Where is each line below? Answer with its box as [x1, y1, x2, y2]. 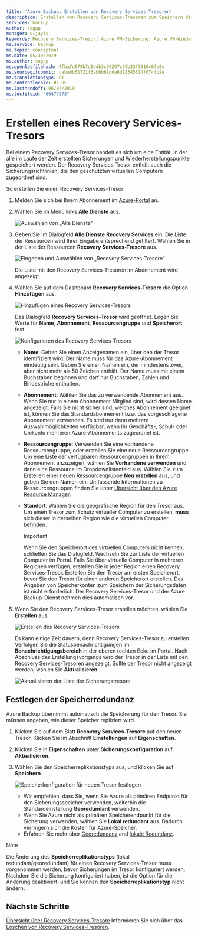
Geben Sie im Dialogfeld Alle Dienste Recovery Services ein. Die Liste [14, 231, 187, 238]
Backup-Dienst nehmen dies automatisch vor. [23, 594, 134, 601]
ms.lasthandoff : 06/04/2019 [6, 86, 75, 92]
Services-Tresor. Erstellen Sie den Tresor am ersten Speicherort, [23, 569, 180, 576]
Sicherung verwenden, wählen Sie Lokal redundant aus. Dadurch [23, 817, 183, 824]
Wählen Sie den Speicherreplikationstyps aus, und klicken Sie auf [14, 763, 174, 771]
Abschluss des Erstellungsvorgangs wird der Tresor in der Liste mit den [14, 653, 189, 660]
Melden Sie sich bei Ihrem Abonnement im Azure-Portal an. [14, 196, 159, 204]
